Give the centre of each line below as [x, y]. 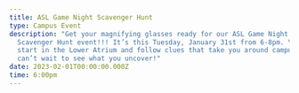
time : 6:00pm [33, 75]
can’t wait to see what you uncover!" [89, 58]
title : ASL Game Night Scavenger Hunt [81, 17]
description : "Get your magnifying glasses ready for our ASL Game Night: [151, 34]
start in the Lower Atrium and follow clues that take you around [143, 50]
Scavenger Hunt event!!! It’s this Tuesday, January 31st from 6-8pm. [151, 42]
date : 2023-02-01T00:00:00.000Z [69, 67]
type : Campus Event [45, 26]
